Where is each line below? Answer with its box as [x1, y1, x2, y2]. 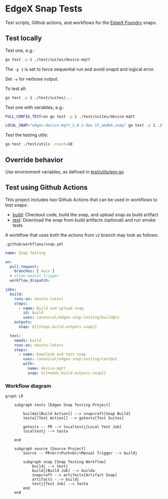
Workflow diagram [5, 382, 51, 389]
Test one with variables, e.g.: [5, 104, 65, 110]
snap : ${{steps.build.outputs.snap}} [18, 324, 97, 329]
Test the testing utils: [5, 132, 48, 138]
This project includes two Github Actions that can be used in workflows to [5, 196, 157, 203]
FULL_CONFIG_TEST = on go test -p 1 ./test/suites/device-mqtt [5, 114, 135, 119]
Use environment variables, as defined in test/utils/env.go [5, 169, 124, 175]
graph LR [5, 394, 23, 399]
